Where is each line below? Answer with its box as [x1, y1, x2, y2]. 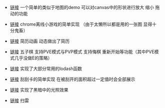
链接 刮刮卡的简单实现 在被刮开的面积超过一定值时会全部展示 [9, 76, 135, 82]
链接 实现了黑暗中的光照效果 [9, 87, 68, 92]
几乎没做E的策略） [14, 55, 52, 61]
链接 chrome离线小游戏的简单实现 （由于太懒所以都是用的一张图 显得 [9, 21, 152, 27]
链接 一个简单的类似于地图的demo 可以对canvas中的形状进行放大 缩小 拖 [9, 4, 160, 10]
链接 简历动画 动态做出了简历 [9, 38, 70, 44]
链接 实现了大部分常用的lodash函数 [9, 65, 82, 71]
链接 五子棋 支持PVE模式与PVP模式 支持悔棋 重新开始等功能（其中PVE [9, 49, 155, 54]
